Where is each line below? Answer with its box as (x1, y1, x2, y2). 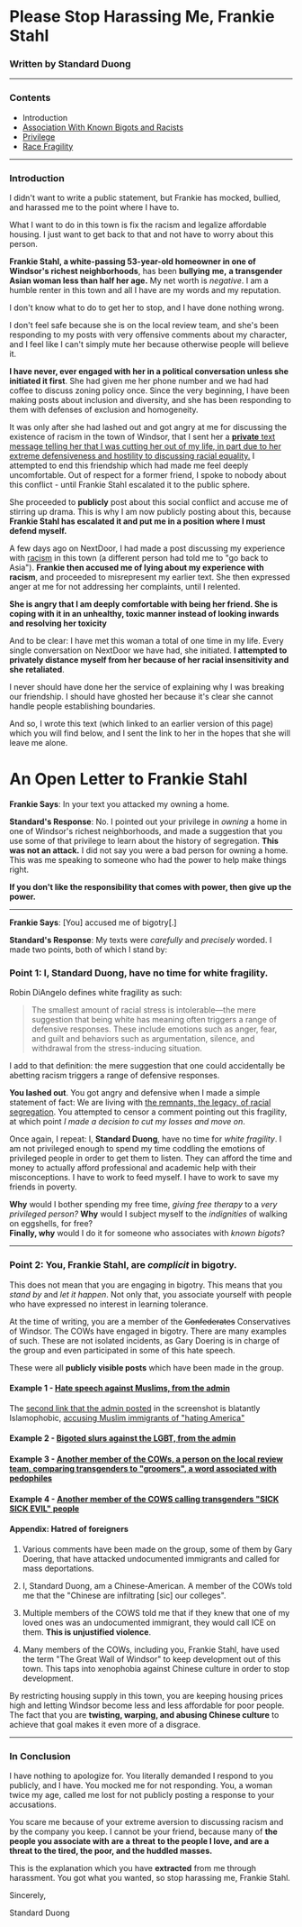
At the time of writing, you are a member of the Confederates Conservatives (9, 1316, 291, 1326)
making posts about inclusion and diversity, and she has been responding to (9, 395, 292, 406)
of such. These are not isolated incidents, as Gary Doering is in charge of (9, 1335, 280, 1345)
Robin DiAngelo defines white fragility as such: (9, 987, 182, 998)
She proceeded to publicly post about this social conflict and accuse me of (9, 497, 289, 508)
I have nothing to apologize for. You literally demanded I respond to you (9, 1770, 274, 1782)
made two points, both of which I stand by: (9, 944, 168, 955)
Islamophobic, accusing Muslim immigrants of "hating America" (9, 1412, 245, 1423)
